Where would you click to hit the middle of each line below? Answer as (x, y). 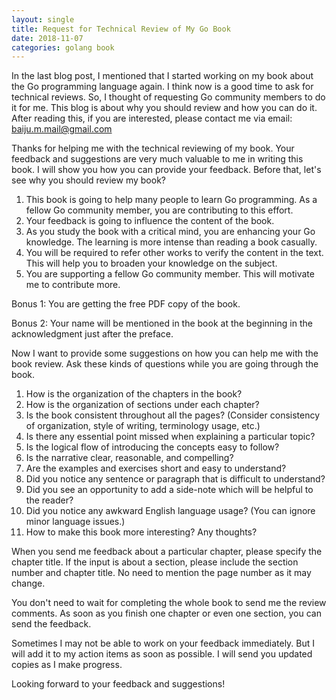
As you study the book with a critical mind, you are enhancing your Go (170, 232)
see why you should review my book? (88, 180)
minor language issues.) (75, 522)
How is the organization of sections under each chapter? (142, 405)
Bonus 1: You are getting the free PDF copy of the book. (126, 304)
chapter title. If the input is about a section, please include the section (155, 562)
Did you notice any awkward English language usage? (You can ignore (170, 511)
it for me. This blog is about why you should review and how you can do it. (164, 108)
